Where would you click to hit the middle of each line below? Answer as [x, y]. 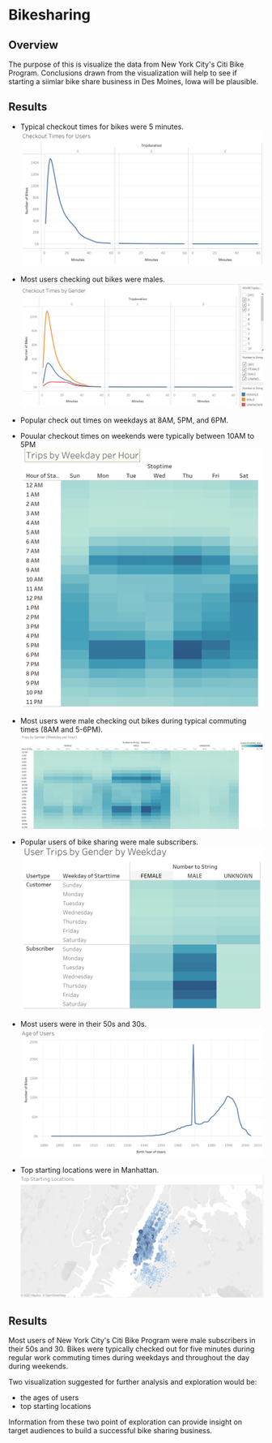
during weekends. [38, 1366]
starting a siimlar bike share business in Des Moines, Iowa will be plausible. [134, 82]
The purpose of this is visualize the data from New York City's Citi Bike [126, 64]
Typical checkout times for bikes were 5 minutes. [102, 127]
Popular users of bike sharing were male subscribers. [109, 842]
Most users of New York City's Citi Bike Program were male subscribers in [132, 1341]
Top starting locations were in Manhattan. [89, 1170]
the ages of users [49, 1398]
